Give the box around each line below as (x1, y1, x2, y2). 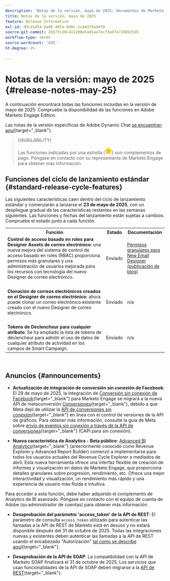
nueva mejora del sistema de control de (7, 247, 90, 253)
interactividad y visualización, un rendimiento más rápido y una (12, 475, 144, 482)
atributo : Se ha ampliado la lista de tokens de (7, 329, 102, 335)
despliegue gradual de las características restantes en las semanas (5, 207, 146, 213)
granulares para (127, 247, 160, 253)
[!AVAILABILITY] (17, 137, 52, 143)
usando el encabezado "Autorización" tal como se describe (12, 538, 137, 544)
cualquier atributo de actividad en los (7, 340, 85, 346)
